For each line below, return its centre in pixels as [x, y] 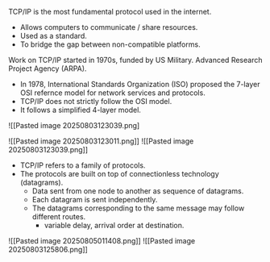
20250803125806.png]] [48, 250]
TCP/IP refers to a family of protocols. [83, 165]
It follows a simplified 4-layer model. [80, 110]
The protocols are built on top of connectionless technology [119, 174]
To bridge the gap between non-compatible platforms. [110, 44]
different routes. [59, 216]
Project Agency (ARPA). [48, 69]
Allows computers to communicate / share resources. [109, 27]
